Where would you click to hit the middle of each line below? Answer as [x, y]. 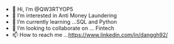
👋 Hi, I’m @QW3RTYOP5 [42, 9]
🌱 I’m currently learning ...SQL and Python [64, 22]
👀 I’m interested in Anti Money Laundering [64, 15]
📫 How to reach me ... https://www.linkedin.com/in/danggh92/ [90, 35]
